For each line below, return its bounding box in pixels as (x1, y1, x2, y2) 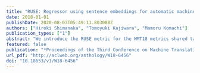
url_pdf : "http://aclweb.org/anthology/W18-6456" (6, 52, 132, 58)
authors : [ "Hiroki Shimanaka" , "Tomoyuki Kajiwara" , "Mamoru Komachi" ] (6, 25, 187, 31)
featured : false (6, 42, 46, 48)
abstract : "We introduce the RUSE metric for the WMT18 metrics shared (6, 36, 187, 42)
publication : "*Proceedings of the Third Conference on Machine (6, 47, 169, 53)
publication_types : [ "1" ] (6, 31, 70, 36)
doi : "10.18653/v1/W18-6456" (6, 58, 79, 64)
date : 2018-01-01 (6, 14, 49, 20)
